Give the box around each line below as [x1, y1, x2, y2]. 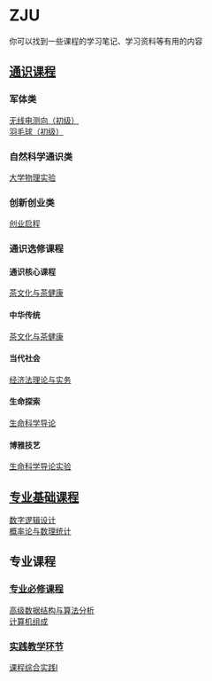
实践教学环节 [9, 640, 64, 653]
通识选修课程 [9, 243, 64, 255]
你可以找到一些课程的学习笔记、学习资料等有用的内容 [9, 35, 203, 46]
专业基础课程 [9, 489, 79, 505]
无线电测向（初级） [9, 114, 79, 125]
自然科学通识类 [9, 150, 73, 162]
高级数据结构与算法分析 [9, 605, 95, 615]
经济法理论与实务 [9, 374, 72, 385]
